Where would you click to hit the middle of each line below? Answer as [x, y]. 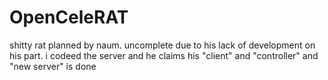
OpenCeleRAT [69, 17]
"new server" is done [53, 66]
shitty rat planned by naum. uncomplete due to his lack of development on [162, 45]
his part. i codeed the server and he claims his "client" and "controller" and [164, 55]
